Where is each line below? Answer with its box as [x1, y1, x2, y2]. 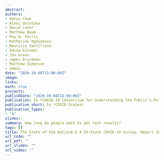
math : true [5, 84, 27, 89]
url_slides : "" [5, 143, 36, 148]
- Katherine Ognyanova [5, 39, 51, 44]
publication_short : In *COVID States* [5, 102, 84, 107]
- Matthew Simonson [5, 61, 45, 66]
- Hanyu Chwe [5, 16, 32, 21]
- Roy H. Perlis [5, 35, 38, 40]
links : [5, 80, 19, 84]
